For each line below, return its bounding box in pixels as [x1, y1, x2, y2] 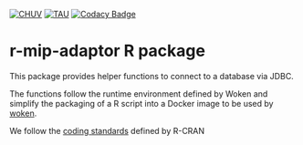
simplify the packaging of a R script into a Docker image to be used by [9, 98, 274, 109]
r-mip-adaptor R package [9, 41, 205, 61]
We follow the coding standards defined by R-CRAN [9, 125, 205, 136]
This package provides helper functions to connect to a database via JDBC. [9, 70, 294, 81]
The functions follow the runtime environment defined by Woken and [9, 88, 268, 99]
